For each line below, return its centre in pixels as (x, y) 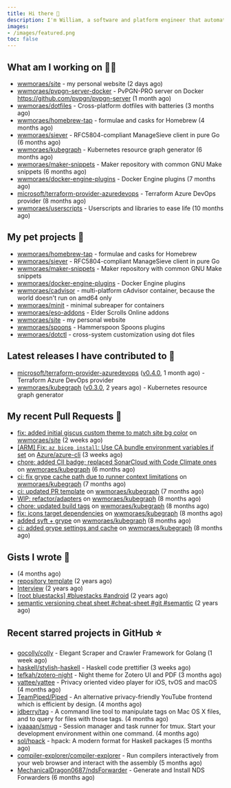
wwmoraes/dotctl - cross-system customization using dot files (106, 334)
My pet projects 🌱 (46, 238)
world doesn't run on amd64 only (64, 298)
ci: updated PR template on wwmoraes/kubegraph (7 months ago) (110, 492)
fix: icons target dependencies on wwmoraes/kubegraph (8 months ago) (120, 514)
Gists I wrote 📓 (38, 557)
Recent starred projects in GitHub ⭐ (85, 633)
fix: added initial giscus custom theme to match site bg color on (107, 433)
